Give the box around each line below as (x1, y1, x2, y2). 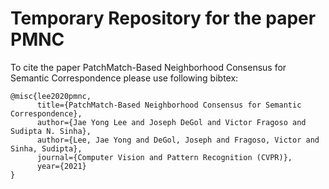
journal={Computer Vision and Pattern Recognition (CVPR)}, (36, 152, 293, 162)
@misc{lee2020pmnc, (10, 91, 92, 101)
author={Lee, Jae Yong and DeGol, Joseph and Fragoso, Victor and (36, 135, 320, 145)
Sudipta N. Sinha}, (10, 126, 92, 136)
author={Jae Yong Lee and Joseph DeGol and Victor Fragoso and (36, 117, 307, 127)
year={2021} (36, 161, 87, 171)
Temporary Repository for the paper (10, 7, 317, 30)
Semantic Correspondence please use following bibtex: (10, 72, 239, 84)
